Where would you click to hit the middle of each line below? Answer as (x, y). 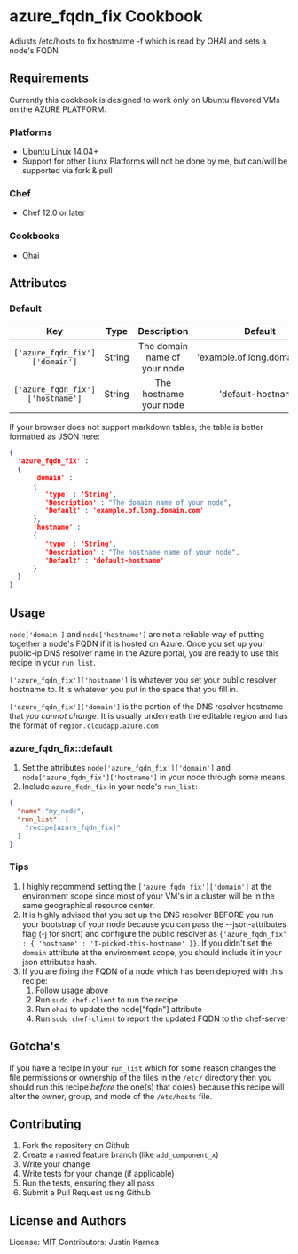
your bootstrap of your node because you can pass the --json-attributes (154, 924)
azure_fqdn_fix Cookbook (106, 16)
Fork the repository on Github (76, 1146)
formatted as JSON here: (55, 436)
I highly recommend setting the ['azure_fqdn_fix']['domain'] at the (147, 886)
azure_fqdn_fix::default (61, 748)
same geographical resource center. (88, 905)
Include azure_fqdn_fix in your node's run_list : (110, 787)
